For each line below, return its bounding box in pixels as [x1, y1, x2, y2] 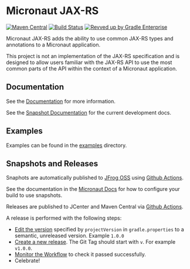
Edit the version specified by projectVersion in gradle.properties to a [14, 226, 184, 233]
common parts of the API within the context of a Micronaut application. [6, 65, 177, 72]
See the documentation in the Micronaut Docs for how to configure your [6, 186, 180, 193]
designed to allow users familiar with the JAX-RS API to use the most [6, 59, 172, 66]
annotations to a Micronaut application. [6, 41, 101, 48]
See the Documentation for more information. [6, 97, 116, 105]
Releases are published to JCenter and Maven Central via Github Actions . [6, 203, 184, 210]
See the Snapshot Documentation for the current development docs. [6, 109, 172, 116]
